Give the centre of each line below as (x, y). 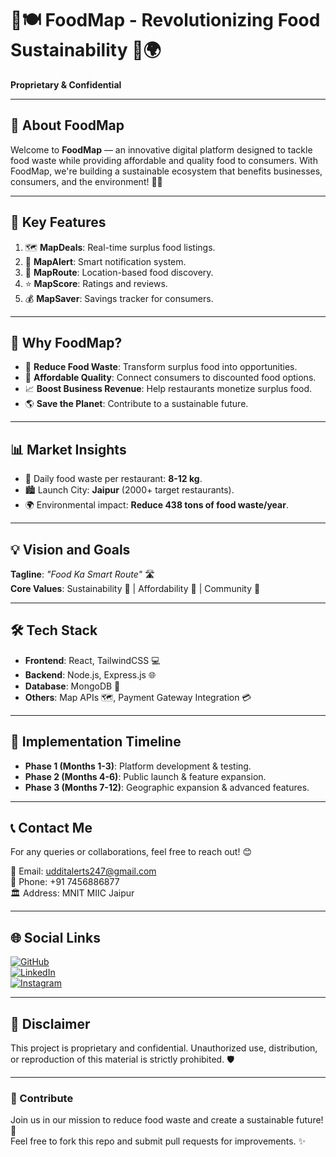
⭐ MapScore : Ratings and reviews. (96, 283)
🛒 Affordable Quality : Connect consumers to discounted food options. (170, 378)
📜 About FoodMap (67, 125)
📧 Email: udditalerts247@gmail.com (83, 871)
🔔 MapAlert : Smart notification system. (105, 261)
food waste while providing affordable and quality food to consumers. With (164, 160)
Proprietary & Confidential (66, 84)
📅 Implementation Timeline (96, 742)
